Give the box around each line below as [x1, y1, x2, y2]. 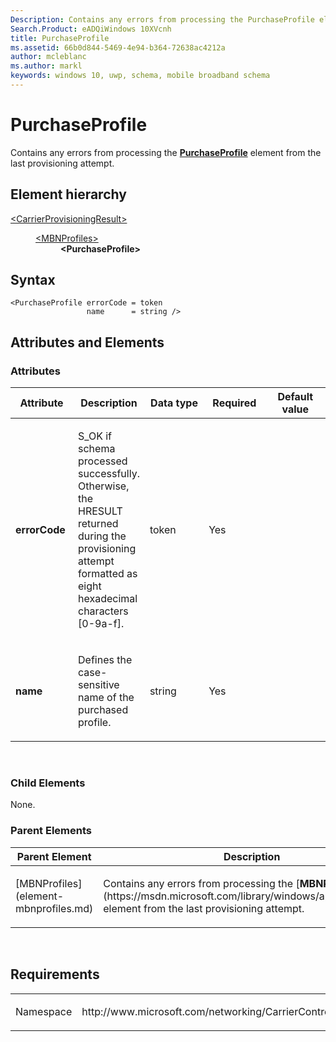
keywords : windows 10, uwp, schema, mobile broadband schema [10, 71, 271, 81]
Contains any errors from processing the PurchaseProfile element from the [10, 146, 322, 158]
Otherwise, [78, 479, 130, 493]
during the [78, 529, 127, 543]
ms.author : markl [10, 61, 83, 71]
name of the [78, 691, 135, 705]
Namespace [15, 1004, 73, 1018]
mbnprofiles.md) [15, 901, 94, 915]
